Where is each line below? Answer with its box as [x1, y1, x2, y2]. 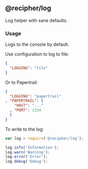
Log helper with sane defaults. [5, 17, 68, 23]
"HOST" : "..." [14, 103, 43, 108]
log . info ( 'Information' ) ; [5, 145, 59, 150]
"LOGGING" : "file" [9, 65, 48, 70]
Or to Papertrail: [5, 79, 38, 85]
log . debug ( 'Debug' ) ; [5, 159, 48, 164]
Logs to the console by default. [5, 41, 69, 47]
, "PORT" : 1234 [9, 108, 41, 113]
